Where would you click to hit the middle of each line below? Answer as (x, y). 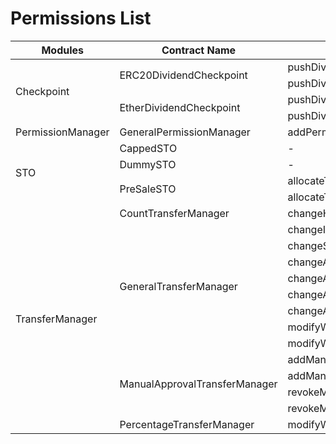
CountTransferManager (174, 213)
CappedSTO (148, 148)
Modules (63, 50)
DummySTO (148, 164)
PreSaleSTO (148, 189)
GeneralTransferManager (178, 286)
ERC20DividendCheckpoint (183, 75)
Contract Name (199, 50)
